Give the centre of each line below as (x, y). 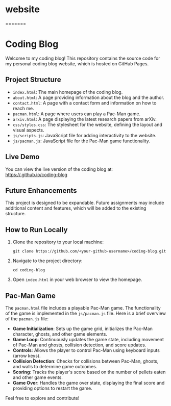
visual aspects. (28, 130)
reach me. (23, 108)
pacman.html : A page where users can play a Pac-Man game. (77, 114)
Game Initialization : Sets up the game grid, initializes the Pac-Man (83, 328)
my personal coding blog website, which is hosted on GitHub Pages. (77, 64)
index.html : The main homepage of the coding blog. (68, 92)
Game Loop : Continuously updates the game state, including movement (88, 339)
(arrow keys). (27, 356)
